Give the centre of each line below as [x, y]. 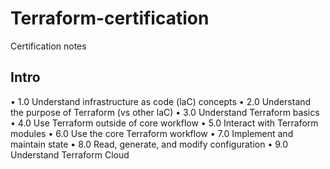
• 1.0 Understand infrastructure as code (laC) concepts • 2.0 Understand [161, 101]
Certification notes [48, 46]
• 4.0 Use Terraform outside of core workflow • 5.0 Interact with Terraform [164, 123]
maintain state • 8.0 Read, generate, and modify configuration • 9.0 [149, 144]
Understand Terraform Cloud [70, 154]
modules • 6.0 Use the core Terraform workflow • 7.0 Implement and [152, 133]
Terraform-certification [110, 18]
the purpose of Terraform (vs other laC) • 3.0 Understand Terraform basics [165, 112]
